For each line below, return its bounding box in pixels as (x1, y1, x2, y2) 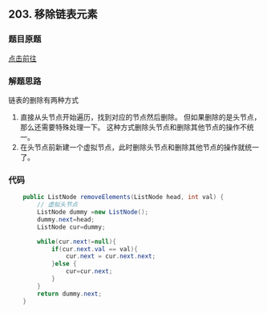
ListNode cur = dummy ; (37, 223, 106, 231)
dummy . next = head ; (37, 215, 95, 223)
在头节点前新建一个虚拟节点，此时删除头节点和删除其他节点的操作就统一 (19, 142, 259, 152)
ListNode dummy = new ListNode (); (37, 208, 149, 217)
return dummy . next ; (37, 290, 103, 298)
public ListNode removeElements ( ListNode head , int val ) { (22, 193, 225, 201)
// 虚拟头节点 (37, 201, 79, 209)
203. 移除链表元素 (8, 7, 98, 22)
